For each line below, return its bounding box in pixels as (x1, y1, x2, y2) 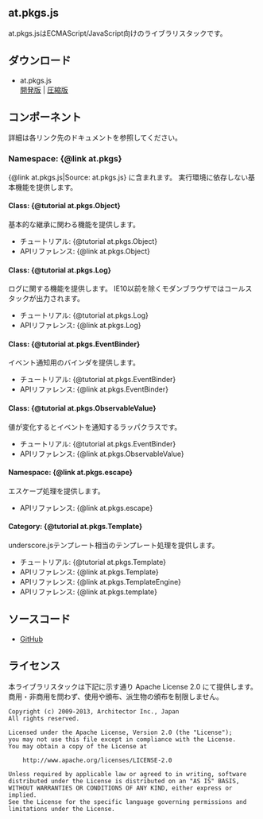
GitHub (19, 634, 44, 643)
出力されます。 (35, 294, 85, 303)
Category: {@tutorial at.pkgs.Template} (8, 522, 143, 531)
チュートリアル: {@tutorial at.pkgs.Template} (19, 557, 167, 566)
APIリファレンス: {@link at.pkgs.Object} (19, 246, 151, 256)
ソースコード (8, 612, 71, 626)
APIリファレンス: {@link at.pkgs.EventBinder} (19, 384, 169, 394)
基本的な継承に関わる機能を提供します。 (8, 219, 141, 229)
